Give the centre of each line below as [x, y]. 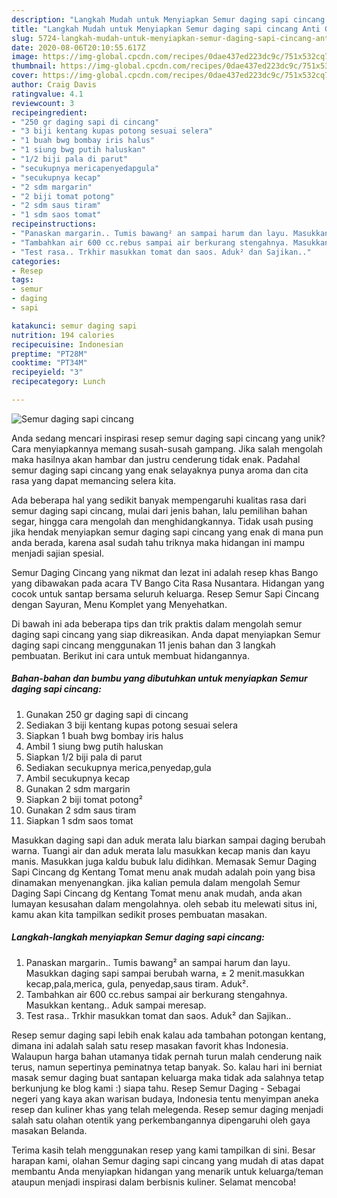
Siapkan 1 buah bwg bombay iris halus [104, 735]
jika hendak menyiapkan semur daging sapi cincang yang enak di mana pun [167, 532]
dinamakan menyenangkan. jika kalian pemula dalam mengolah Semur [156, 882]
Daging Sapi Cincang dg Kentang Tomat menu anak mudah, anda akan [157, 893]
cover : [25, 76]
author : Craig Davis [54, 85]
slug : [22, 38]
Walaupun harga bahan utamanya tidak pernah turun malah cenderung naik [167, 1056]
